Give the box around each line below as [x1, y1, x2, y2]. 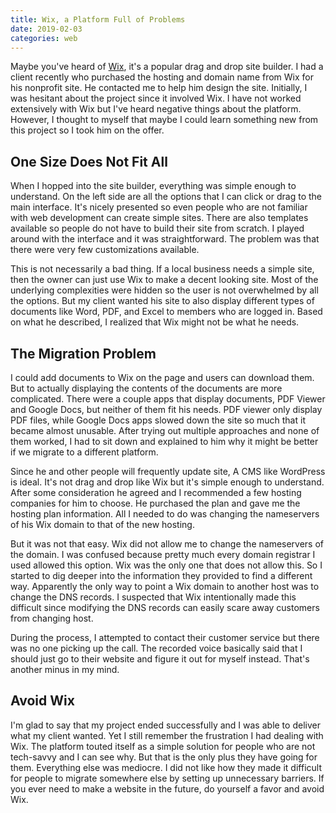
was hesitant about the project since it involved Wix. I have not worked [10, 92, 302, 105]
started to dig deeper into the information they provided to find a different [10, 570, 313, 581]
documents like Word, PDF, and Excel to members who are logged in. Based [10, 306, 323, 318]
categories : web [10, 33, 78, 43]
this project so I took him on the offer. [10, 124, 165, 136]
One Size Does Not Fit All [10, 153, 168, 170]
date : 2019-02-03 [10, 24, 83, 34]
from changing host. [10, 612, 94, 624]
